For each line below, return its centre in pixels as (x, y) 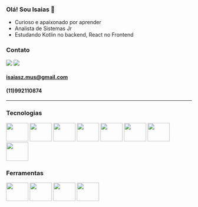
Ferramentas (25, 173)
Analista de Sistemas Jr (43, 28)
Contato (18, 50)
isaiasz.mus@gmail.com (37, 77)
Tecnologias (24, 113)
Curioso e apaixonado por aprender (58, 22)
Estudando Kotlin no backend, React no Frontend (74, 35)
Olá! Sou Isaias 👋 (30, 9)
